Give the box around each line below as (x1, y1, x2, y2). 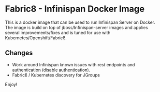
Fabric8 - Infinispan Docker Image (5, 3, 145, 15)
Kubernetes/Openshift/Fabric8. (5, 35, 67, 41)
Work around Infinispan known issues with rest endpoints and (12, 61, 135, 67)
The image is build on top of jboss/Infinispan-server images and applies (5, 24, 148, 30)
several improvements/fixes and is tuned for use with (5, 30, 111, 35)
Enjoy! (5, 81, 18, 87)
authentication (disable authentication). (12, 67, 90, 73)
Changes (5, 49, 33, 57)
